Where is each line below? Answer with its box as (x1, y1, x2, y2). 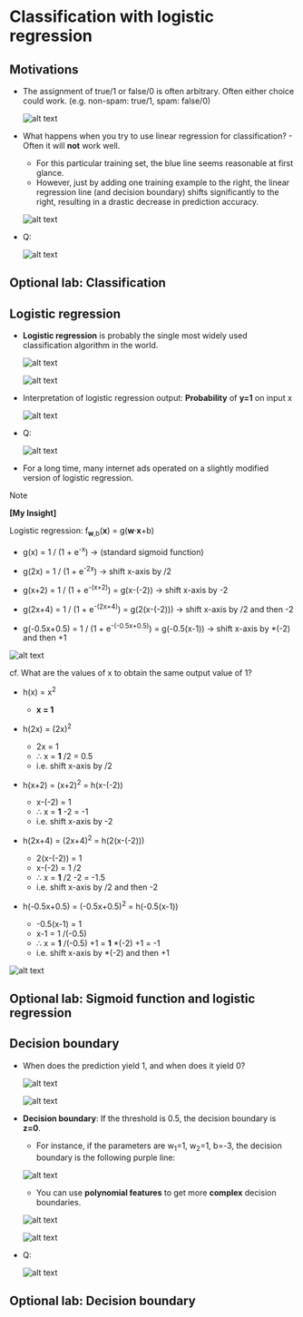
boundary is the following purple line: (35, 1152, 175, 1163)
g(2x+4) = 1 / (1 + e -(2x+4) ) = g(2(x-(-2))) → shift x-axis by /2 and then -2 (22, 601, 294, 614)
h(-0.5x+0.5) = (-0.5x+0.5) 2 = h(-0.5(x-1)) (22, 899, 179, 912)
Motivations (9, 62, 79, 77)
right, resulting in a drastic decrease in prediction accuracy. (35, 197, 259, 207)
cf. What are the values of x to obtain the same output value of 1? (9, 668, 252, 678)
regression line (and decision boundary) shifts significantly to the (35, 187, 279, 197)
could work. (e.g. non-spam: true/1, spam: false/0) (22, 95, 211, 106)
